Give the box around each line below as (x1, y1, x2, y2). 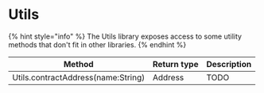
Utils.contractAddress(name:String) (12, 72, 146, 83)
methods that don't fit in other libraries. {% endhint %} (8, 39, 187, 49)
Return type (152, 58, 199, 69)
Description (206, 58, 252, 69)
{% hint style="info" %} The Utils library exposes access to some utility (8, 32, 243, 41)
